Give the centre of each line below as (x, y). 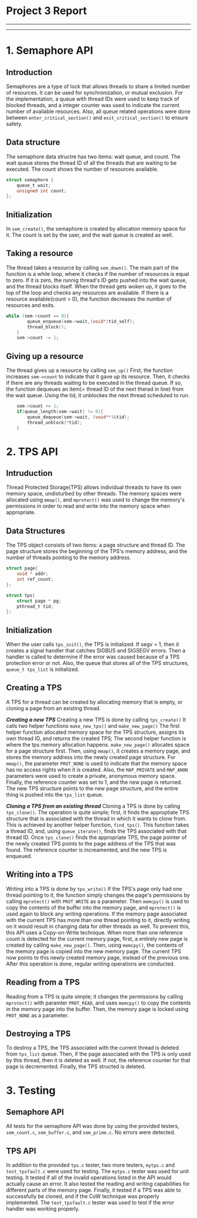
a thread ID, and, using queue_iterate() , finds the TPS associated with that (96, 831)
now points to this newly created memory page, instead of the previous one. (98, 957)
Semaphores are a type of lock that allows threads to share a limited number (98, 86)
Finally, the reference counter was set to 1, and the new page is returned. (94, 782)
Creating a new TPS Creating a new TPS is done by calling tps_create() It (96, 720)
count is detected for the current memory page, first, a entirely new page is (97, 939)
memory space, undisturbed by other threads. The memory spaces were (94, 494)
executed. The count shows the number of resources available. (82, 169)
